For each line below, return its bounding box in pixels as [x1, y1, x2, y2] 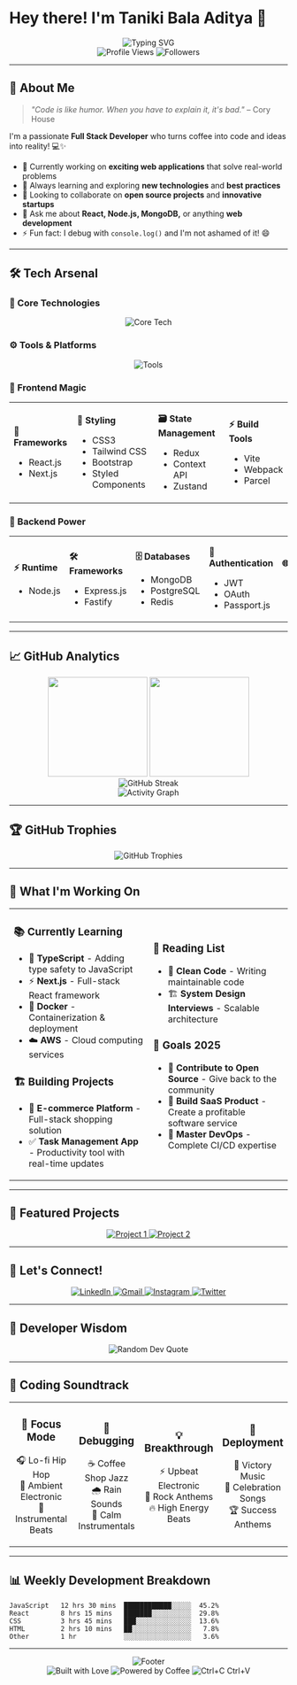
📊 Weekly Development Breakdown [9, 1573, 211, 1588]
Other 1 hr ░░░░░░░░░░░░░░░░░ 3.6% [9, 1632, 219, 1641]
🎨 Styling [76, 414, 117, 426]
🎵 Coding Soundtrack [9, 1378, 130, 1393]
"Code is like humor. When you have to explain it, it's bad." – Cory [30, 104, 271, 114]
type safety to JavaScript [28, 962, 133, 975]
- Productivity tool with [28, 1146, 126, 1158]
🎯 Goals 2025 [153, 1039, 221, 1053]
